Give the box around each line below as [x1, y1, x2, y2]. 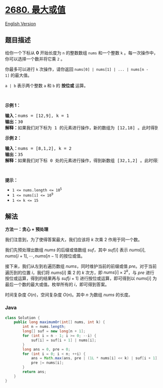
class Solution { [5, 315, 40, 320]
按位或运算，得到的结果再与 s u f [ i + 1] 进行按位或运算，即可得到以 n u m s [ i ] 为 [5, 275, 157, 281]
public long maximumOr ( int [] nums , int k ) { [14, 320, 105, 325]
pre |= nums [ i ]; [31, 360, 64, 365]
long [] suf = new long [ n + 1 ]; [22, 329, 86, 334]
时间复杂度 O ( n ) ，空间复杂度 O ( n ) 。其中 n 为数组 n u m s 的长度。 [5, 292, 133, 298]
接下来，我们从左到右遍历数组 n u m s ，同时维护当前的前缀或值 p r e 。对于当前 [5, 263, 157, 269]
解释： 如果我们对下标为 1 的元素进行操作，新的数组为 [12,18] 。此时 [5, 125, 151, 130]
